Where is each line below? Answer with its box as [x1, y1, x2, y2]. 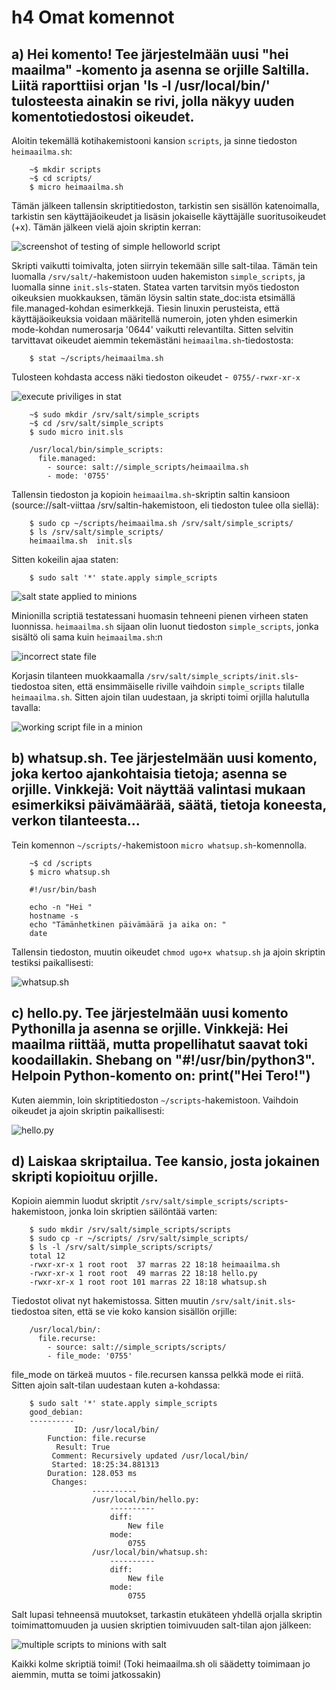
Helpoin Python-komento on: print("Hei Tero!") [11, 1067, 311, 1085]
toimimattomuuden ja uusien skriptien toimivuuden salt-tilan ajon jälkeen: [11, 1619, 312, 1631]
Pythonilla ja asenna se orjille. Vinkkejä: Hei [11, 1021, 289, 1038]
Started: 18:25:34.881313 [51, 1460, 160, 1470]
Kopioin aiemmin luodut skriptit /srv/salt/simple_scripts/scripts [11, 1195, 285, 1207]
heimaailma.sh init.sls [29, 536, 133, 546]
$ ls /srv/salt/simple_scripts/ [29, 527, 164, 537]
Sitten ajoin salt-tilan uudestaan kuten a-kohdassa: [11, 1379, 221, 1391]
